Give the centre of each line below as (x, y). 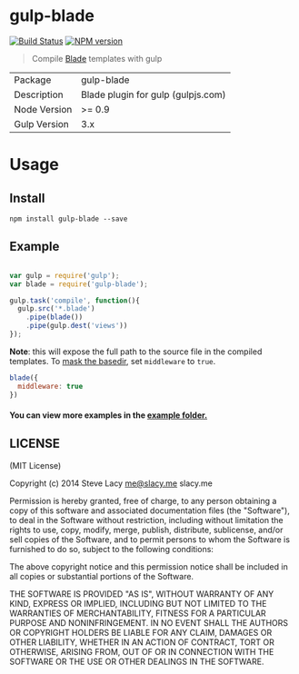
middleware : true (50, 386)
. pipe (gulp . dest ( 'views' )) (77, 326)
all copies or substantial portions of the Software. (101, 576)
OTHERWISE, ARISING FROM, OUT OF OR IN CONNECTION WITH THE (142, 651)
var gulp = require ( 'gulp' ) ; (65, 275)
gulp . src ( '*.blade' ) (56, 309)
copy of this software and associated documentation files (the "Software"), (150, 510)
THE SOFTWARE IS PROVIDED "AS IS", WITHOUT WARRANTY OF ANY (142, 594)
